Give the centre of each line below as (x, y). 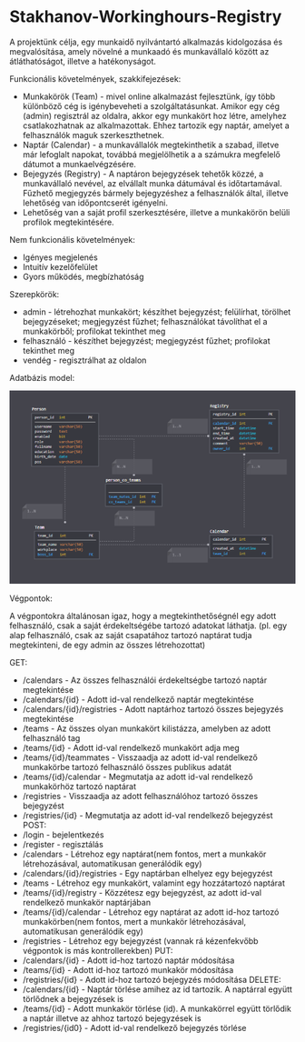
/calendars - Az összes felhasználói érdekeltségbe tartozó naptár (145, 680)
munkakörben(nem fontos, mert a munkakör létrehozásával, (134, 922)
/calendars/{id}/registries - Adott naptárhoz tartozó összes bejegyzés (153, 709)
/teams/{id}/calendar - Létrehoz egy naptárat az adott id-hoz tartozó (151, 912)
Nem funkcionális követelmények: (73, 239)
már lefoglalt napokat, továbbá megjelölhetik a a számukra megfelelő (152, 154)
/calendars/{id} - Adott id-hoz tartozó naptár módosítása (128, 960)
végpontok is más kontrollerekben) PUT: (98, 951)
